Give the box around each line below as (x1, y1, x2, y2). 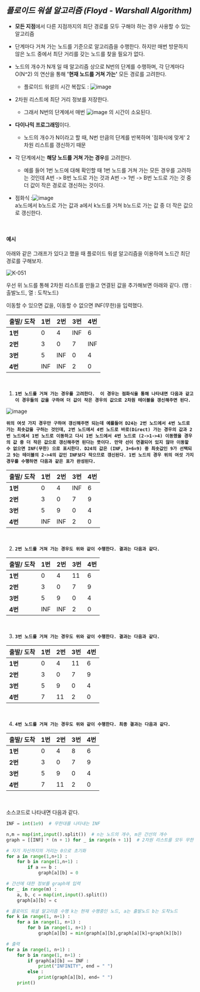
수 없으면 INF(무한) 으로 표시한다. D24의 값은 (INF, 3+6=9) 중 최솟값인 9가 (6, 446, 177, 452)
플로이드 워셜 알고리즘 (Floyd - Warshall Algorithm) (6, 5, 192, 16)
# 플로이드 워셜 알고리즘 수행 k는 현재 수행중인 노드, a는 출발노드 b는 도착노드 (6, 908, 178, 914)
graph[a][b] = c (17, 897, 58, 903)
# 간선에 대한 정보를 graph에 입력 (6, 881, 81, 887)
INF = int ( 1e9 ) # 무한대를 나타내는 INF (6, 821, 101, 827)
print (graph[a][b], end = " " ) (37, 975, 113, 981)
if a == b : (27, 864, 58, 870)
